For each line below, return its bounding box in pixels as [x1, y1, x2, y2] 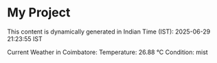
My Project [7, 5, 71, 21]
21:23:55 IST [7, 34, 43, 42]
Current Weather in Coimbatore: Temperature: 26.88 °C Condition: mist [7, 48, 208, 56]
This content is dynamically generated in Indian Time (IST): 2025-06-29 [7, 27, 211, 36]
